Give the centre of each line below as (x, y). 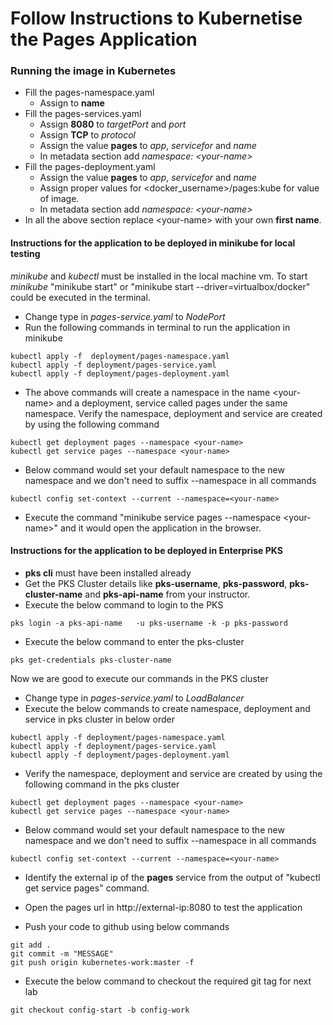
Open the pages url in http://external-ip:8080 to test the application (163, 907)
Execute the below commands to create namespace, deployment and (167, 708)
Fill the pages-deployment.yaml (90, 167)
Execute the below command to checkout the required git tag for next (168, 981)
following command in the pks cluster (102, 784)
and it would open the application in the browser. (161, 528)
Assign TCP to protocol (87, 135)
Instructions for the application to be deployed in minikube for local (153, 243)
